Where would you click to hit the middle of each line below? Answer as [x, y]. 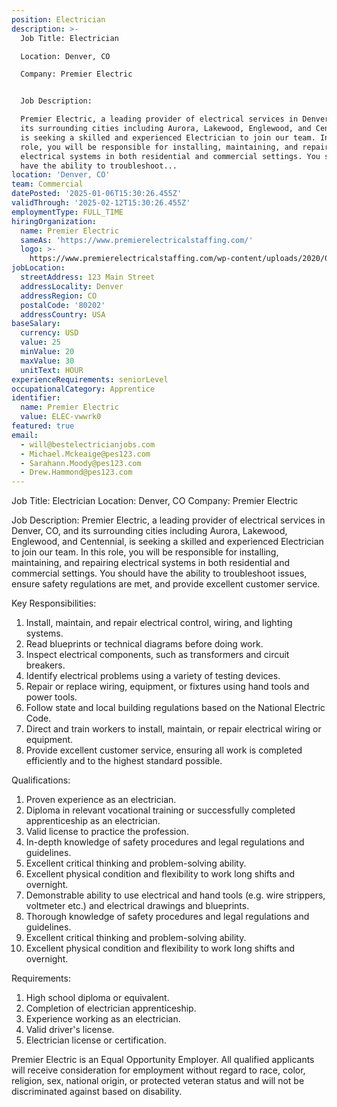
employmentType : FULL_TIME [67, 212]
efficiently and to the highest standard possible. [124, 761]
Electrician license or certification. [96, 1040]
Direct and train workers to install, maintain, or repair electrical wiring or [173, 729]
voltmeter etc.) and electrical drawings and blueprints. [137, 906]
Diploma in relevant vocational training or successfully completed [160, 810]
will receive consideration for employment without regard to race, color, [158, 1070]
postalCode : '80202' [63, 305]
